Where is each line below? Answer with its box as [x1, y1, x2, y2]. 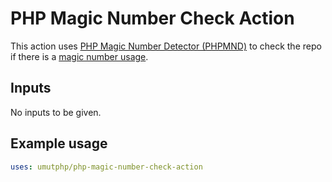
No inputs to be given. [10, 106, 102, 118]
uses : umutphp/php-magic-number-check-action [10, 162, 203, 172]
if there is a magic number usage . [10, 50, 149, 62]
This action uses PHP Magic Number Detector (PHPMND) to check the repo [10, 40, 322, 52]
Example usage [10, 135, 108, 152]
